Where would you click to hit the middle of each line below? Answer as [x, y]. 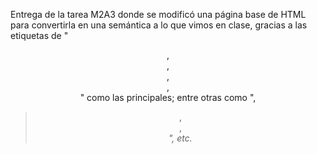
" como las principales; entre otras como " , [168, 97]
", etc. [180, 138]
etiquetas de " [39, 35]
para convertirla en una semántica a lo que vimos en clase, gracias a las [159, 25]
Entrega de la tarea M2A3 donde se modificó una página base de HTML [158, 14]
